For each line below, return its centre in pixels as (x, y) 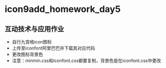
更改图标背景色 (27, 54)
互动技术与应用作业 (34, 29)
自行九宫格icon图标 (32, 42)
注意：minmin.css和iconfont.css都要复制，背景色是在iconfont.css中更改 (87, 60)
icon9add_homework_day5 (63, 9)
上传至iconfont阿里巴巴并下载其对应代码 (53, 48)
